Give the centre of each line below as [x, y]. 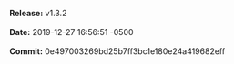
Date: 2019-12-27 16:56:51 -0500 [71, 32]
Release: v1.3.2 [38, 13]
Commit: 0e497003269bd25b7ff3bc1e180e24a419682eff [117, 51]
